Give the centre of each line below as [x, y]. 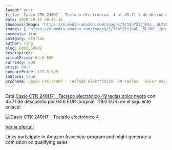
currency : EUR [20, 62]
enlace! [13, 107]
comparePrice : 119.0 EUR [32, 72]
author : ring [19, 44]
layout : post [19, 10]
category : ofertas [25, 39]
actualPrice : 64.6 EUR [29, 58]
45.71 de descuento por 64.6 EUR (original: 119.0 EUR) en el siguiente [78, 101]
